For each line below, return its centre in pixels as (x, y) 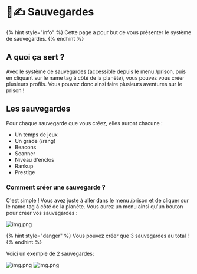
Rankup (24, 166)
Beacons (25, 147)
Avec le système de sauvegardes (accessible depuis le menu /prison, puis (96, 71)
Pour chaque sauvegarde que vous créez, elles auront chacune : (85, 123)
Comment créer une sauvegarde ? (56, 187)
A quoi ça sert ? (35, 57)
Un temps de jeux (36, 135)
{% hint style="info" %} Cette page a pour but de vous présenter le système (99, 32)
